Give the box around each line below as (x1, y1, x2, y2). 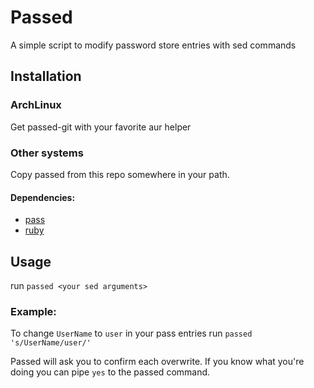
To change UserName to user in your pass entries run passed (10, 327, 253, 340)
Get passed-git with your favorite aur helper (10, 121, 192, 133)
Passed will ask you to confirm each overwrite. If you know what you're (10, 356, 305, 368)
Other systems (10, 146, 84, 160)
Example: (10, 304, 57, 318)
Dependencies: (10, 191, 76, 203)
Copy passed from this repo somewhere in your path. (10, 168, 230, 180)
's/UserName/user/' (10, 338, 92, 348)
